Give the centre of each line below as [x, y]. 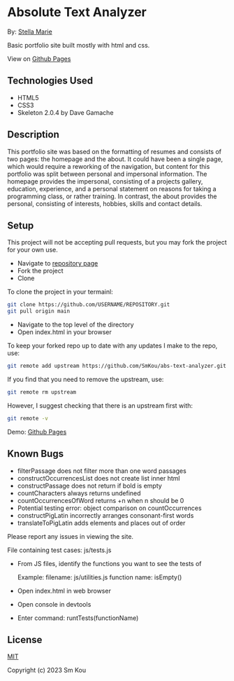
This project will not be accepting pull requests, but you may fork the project [117, 242]
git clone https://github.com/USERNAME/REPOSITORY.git [89, 305]
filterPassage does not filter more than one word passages [102, 471]
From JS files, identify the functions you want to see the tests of [109, 563]
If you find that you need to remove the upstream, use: [86, 379]
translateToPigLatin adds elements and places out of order [101, 523]
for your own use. [32, 250]
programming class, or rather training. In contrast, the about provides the [112, 196]
